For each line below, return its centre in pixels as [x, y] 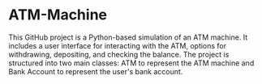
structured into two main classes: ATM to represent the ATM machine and [131, 63]
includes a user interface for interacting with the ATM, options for [118, 45]
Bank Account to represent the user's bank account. [96, 71]
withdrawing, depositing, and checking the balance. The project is [119, 54]
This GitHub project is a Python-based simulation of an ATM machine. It [128, 37]
